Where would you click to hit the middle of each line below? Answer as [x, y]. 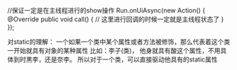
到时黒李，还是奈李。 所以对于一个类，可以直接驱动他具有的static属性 [115, 59]
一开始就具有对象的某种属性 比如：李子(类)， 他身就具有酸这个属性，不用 [114, 51]
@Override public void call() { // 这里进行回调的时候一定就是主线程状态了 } [116, 19]
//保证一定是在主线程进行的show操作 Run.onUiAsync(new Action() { [106, 10]
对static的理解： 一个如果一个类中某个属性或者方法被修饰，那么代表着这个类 [119, 42]
